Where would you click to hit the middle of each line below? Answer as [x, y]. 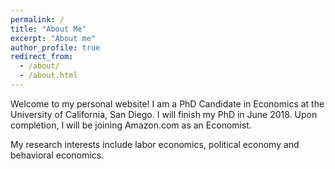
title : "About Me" [48, 29]
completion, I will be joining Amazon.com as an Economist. [131, 125]
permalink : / [37, 19]
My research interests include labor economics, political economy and [155, 144]
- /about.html [48, 76]
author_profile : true [55, 47]
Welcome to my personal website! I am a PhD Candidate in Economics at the [167, 103]
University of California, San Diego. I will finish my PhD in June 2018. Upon [164, 114]
